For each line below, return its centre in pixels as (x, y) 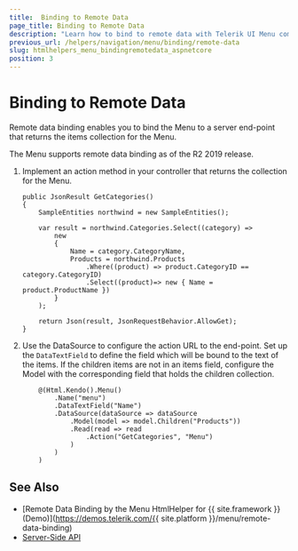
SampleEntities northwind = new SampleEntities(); (134, 212)
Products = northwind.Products (128, 259)
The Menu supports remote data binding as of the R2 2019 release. (132, 154)
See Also (34, 487)
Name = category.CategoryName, (128, 251)
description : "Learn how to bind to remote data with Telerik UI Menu (142, 34)
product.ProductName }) (66, 290)
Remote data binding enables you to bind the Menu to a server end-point (142, 127)
